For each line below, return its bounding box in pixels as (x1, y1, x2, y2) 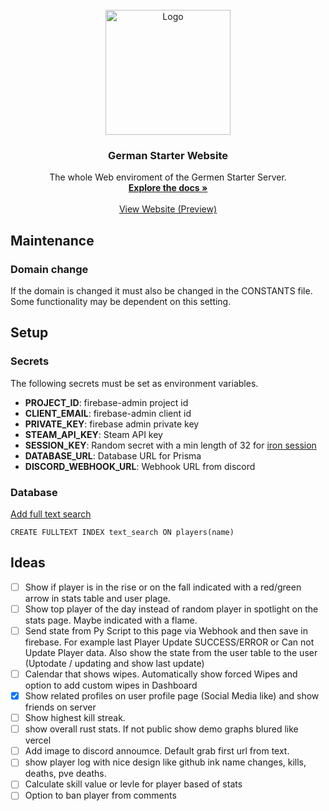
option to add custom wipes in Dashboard (24, 679, 198, 692)
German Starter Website (107, 148, 229, 162)
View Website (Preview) (118, 203, 218, 215)
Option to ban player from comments (24, 789, 177, 802)
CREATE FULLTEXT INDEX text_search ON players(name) (10, 527, 235, 537)
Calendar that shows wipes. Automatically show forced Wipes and (24, 668, 298, 680)
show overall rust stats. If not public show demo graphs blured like (24, 723, 299, 735)
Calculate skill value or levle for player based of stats (24, 778, 243, 790)
